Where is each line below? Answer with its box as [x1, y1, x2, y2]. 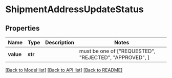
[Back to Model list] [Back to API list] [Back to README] [5, 67, 123, 73]
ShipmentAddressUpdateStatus [5, 4, 144, 15]
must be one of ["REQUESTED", [79, 47, 156, 55]
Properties [5, 24, 40, 33]
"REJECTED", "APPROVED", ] [79, 54, 150, 61]
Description [45, 39, 74, 46]
